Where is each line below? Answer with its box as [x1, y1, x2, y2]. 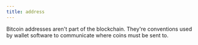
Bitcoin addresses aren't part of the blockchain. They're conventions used [6, 25, 193, 32]
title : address [6, 8, 45, 15]
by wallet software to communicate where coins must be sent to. [6, 31, 169, 39]
